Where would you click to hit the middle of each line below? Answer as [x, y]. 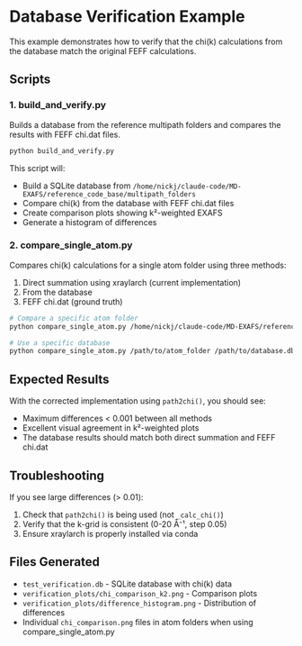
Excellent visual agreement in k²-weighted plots [111, 428]
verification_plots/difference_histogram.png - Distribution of [139, 603]
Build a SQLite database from [76, 186]
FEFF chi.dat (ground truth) [72, 301]
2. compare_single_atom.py [71, 245]
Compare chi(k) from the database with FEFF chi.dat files [128, 203]
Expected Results [59, 379]
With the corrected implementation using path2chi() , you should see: [138, 401]
